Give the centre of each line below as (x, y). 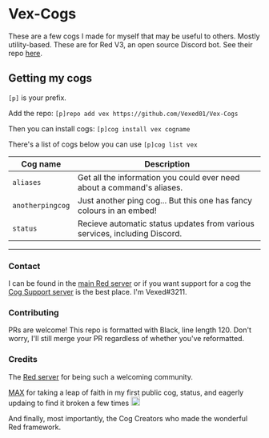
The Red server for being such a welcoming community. (101, 376)
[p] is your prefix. (37, 98)
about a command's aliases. (130, 187)
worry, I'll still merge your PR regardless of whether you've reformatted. (126, 339)
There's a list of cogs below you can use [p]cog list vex (103, 144)
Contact (24, 266)
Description (167, 163)
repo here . (25, 53)
